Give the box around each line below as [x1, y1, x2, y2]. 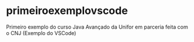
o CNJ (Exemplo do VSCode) [6, 29, 76, 36]
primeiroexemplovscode [6, 4, 128, 17]
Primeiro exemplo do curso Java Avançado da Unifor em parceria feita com [6, 23, 188, 30]
